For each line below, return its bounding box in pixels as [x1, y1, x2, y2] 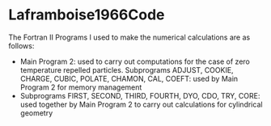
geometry [19, 107, 53, 118]
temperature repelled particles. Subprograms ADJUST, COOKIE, [19, 65, 234, 74]
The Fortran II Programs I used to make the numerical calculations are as [8, 32, 251, 42]
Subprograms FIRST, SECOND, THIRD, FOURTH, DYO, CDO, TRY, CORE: [19, 90, 260, 100]
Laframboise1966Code [8, 6, 165, 24]
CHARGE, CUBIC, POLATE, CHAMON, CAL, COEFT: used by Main [19, 73, 239, 83]
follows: [8, 40, 35, 50]
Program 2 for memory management [19, 82, 142, 92]
